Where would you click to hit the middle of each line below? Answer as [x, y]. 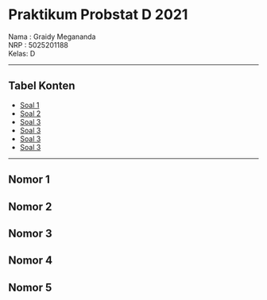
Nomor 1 [29, 180]
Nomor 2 [30, 207]
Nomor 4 [31, 261]
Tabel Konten [42, 86]
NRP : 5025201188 [39, 44]
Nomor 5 [30, 287]
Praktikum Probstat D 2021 [98, 15]
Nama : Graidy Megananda [52, 37]
